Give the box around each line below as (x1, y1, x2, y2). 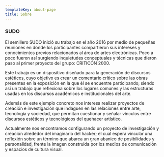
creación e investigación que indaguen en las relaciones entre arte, (5, 105, 141, 111)
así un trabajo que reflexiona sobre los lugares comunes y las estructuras (5, 85, 154, 91)
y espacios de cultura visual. (5, 146, 63, 152)
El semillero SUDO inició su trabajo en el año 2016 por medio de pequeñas (5, 39, 156, 45)
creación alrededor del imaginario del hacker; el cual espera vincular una (5, 130, 153, 136)
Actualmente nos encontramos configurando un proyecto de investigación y (5, 125, 159, 131)
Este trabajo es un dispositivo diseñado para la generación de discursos (5, 69, 151, 75)
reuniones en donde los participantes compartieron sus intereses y (5, 44, 141, 50)
